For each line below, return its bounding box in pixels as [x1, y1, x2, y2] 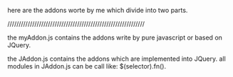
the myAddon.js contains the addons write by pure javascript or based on [7, 33, 223, 42]
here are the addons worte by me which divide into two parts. [7, 6, 188, 14]
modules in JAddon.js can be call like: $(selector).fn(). [7, 62, 166, 70]
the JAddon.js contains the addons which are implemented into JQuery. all [7, 54, 226, 63]
